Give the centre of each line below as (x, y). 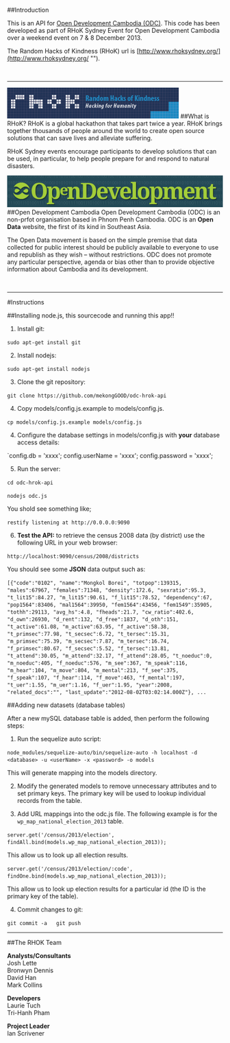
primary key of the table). (43, 896)
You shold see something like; (49, 509)
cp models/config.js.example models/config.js (75, 422)
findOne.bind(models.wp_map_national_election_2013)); (87, 876)
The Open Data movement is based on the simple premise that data (102, 240)
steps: (16, 726)
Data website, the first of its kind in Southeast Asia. (79, 227)
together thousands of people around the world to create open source (106, 131)
